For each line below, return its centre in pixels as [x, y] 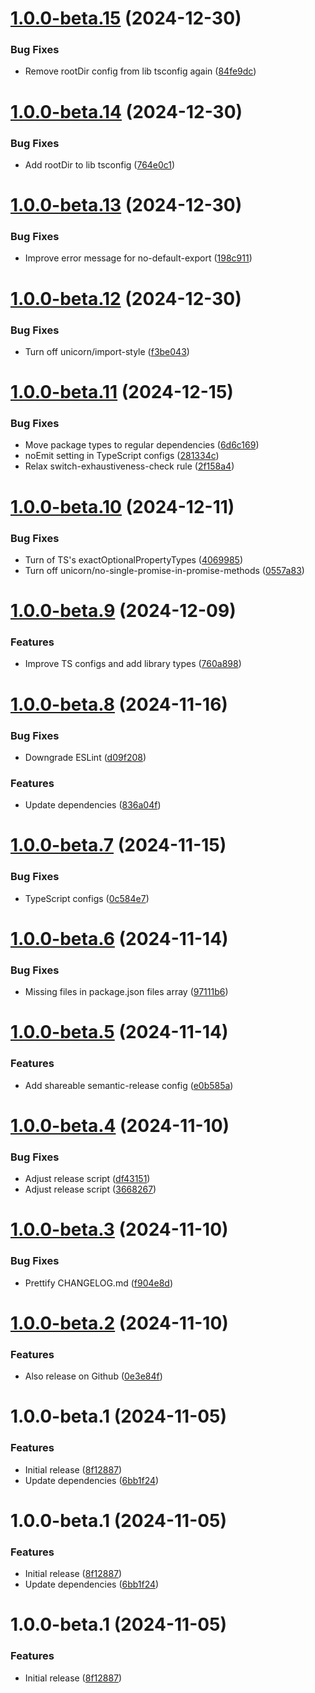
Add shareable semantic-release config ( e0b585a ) [129, 1085]
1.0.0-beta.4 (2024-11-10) [120, 1125]
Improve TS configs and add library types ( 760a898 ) [133, 664]
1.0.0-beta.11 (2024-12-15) [122, 392]
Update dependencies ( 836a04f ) [93, 805]
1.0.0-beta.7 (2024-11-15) [118, 845]
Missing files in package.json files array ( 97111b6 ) [126, 992]
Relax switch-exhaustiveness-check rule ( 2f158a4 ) [129, 466]
